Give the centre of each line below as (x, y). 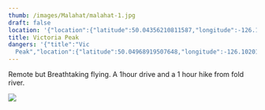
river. (17, 82)
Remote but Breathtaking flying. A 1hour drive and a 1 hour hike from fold (126, 74)
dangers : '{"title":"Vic (49, 45)
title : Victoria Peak (44, 37)
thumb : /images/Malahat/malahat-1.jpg (72, 15)
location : (24, 30)
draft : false (30, 23)
